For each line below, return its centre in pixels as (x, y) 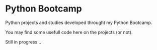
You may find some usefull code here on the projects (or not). (69, 32)
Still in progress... (23, 42)
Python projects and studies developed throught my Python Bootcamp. (79, 22)
